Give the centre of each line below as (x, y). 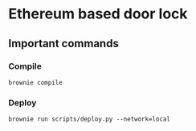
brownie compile (35, 82)
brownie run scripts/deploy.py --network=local (90, 119)
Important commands (63, 44)
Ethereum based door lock (98, 14)
